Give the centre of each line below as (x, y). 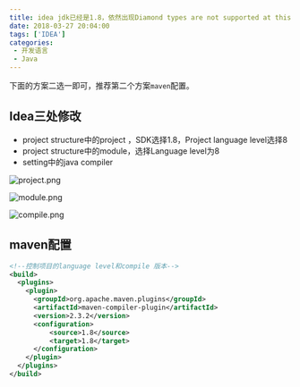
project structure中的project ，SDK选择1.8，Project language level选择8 (155, 139)
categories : (31, 42)
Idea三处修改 (46, 117)
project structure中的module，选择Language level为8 (121, 151)
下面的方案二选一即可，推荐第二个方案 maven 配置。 (102, 85)
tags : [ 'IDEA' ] (38, 34)
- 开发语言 (31, 51)
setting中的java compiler (68, 162)
